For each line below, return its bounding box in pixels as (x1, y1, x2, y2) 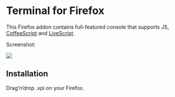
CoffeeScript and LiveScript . (6, 29, 75, 36)
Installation (6, 69, 48, 79)
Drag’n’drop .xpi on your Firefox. (6, 84, 84, 91)
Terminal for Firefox (6, 4, 105, 18)
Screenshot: (6, 41, 36, 48)
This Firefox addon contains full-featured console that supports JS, (6, 23, 169, 30)
